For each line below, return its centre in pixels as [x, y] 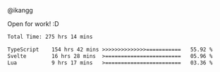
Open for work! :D [33, 24]
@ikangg [20, 10]
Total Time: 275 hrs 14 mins [50, 37]
